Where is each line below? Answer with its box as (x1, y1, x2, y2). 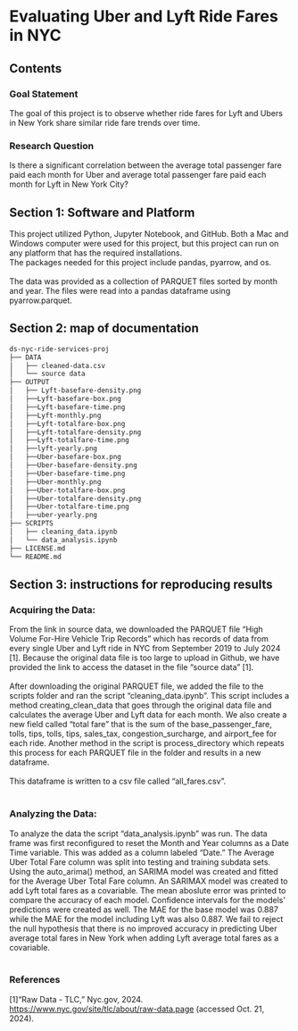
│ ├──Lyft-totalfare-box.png (9, 419, 126, 428)
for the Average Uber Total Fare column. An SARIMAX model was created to (9, 876, 288, 886)
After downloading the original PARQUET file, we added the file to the (9, 681, 264, 692)
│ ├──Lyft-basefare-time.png (9, 402, 126, 412)
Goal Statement (9, 88, 79, 100)
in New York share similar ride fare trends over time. (9, 117, 201, 128)
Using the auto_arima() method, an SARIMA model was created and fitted (9, 866, 278, 876)
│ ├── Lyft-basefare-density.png (9, 386, 142, 395)
